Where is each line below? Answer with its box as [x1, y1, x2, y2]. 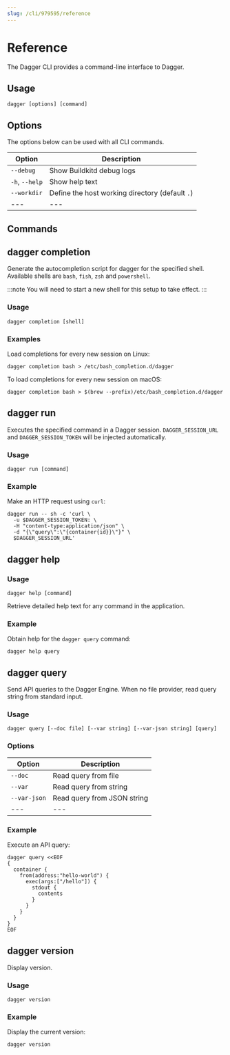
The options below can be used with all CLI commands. [7, 138, 165, 146]
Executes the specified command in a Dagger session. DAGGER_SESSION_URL [7, 425, 219, 434]
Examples [7, 334, 41, 343]
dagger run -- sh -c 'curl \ [7, 511, 91, 518]
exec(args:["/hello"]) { [25, 878, 97, 885]
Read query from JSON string [52, 793, 149, 803]
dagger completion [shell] [7, 318, 85, 325]
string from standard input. [7, 692, 83, 701]
